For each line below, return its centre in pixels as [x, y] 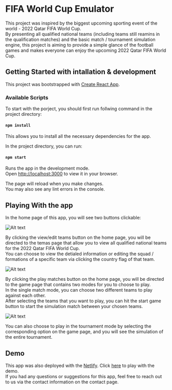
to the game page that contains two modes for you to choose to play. [78, 284]
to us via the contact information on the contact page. [62, 382]
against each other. [26, 296]
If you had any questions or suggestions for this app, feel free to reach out [84, 377]
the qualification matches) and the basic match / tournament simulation [80, 39]
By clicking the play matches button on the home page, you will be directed [85, 279]
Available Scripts [27, 97]
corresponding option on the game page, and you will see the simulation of [84, 332]
